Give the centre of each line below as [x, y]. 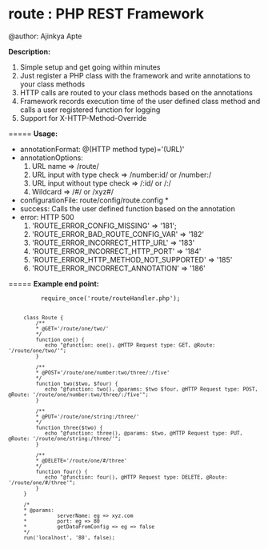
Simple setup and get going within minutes [90, 67]
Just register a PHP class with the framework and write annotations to [135, 75]
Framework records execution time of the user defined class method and [140, 101]
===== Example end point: [54, 283]
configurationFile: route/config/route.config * [94, 200]
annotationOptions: [52, 158]
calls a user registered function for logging [90, 110]
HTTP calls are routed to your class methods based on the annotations [136, 92]
